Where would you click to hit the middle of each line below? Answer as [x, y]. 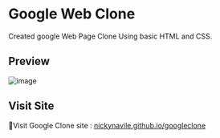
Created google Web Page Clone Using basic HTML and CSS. [110, 36]
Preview [29, 61]
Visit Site [31, 106]
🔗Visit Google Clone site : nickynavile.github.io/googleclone [107, 125]
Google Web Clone [72, 14]
